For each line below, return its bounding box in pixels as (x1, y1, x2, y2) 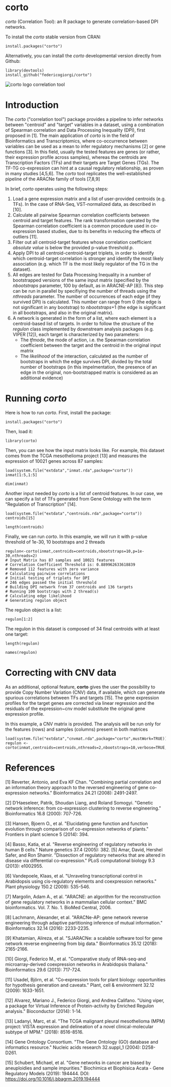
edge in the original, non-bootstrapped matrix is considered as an (20, 369, 158, 375)
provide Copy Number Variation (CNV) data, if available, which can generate (5, 689, 165, 695)
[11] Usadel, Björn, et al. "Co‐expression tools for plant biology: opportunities (5, 976, 166, 982)
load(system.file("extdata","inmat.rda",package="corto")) (5, 468, 133, 473)
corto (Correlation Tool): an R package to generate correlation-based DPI (5, 18, 159, 25)
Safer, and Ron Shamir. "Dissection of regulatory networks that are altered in (5, 852, 165, 858)
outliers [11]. (12, 233, 38, 240)
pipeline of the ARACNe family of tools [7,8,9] (5, 176, 100, 182)
